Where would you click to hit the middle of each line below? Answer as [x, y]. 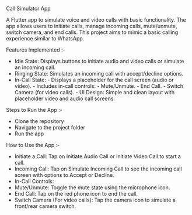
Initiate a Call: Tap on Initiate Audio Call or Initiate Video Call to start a [97, 156]
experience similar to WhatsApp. [45, 38]
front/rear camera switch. [45, 206]
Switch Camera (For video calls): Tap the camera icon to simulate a [95, 200]
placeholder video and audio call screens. [65, 98]
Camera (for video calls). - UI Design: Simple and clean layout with [95, 92]
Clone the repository [39, 121]
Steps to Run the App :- [34, 110]
